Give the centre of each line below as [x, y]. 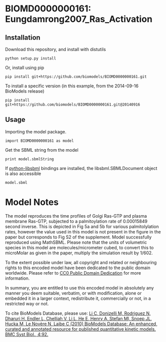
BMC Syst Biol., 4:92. [27, 334]
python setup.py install [31, 58]
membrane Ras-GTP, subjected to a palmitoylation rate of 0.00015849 [76, 221]
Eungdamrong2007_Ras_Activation [79, 19]
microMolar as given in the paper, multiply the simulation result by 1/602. [79, 253]
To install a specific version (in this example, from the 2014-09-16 [72, 86]
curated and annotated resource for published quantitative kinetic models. [81, 329]
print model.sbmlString [30, 159]
